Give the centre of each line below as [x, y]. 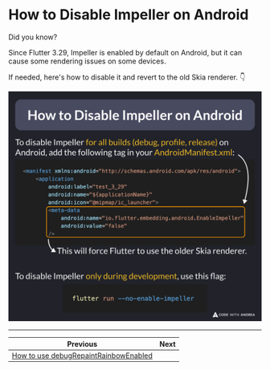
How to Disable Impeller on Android [129, 15]
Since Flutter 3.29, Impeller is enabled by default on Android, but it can [125, 52]
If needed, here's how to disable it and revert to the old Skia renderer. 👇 [127, 77]
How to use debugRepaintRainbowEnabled [82, 356]
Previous [82, 344]
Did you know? [33, 37]
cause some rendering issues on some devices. [87, 61]
